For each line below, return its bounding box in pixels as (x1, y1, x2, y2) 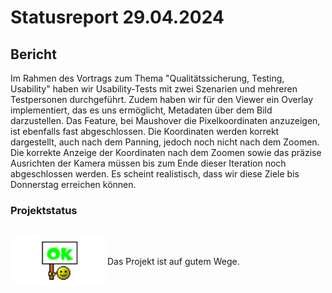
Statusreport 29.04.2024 (10, 6, 225, 29)
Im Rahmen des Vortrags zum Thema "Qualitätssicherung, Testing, (10, 72, 285, 84)
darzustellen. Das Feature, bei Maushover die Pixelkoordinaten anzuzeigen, (10, 115, 321, 126)
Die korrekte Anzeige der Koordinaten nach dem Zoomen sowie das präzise (10, 147, 322, 158)
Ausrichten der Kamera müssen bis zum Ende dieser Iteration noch (10, 157, 287, 169)
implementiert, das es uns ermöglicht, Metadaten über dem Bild (10, 104, 273, 116)
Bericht (10, 46, 57, 63)
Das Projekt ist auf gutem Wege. (107, 255, 240, 267)
